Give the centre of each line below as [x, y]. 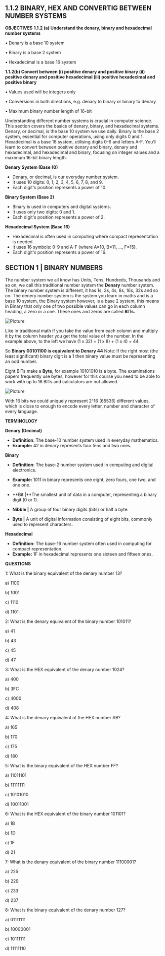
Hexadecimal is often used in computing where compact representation [85, 236]
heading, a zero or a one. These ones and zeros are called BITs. [70, 311]
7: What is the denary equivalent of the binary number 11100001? [71, 862]
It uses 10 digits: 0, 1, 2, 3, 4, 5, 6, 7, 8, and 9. [58, 182]
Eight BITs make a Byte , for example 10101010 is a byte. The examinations [80, 371]
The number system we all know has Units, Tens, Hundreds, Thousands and [82, 279]
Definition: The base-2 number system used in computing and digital [83, 465]
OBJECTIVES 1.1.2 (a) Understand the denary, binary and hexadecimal [79, 28]
